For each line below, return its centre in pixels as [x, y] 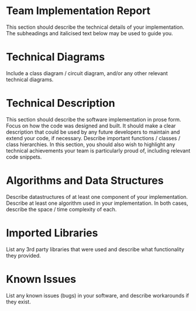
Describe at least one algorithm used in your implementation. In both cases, [97, 203]
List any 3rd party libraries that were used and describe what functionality [95, 249]
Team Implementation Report [78, 11]
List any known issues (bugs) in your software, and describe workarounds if [97, 295]
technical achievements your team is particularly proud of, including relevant [98, 150]
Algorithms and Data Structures [85, 181]
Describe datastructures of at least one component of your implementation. [97, 197]
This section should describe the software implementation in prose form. [94, 119]
